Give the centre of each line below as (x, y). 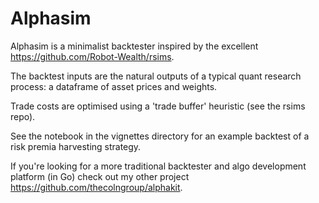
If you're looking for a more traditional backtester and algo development (158, 166)
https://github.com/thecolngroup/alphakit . (96, 187)
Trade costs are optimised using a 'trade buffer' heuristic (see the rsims (158, 106)
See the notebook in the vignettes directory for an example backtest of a (160, 136)
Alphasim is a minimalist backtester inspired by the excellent (134, 46)
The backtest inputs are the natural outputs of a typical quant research (156, 76)
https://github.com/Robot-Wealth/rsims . (92, 56)
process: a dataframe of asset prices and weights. (114, 86)
